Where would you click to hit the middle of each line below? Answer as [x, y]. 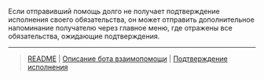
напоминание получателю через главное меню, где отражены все [121, 28]
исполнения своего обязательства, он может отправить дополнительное [132, 20]
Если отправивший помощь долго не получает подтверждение [114, 11]
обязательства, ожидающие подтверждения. [84, 36]
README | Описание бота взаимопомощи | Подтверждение [127, 59]
